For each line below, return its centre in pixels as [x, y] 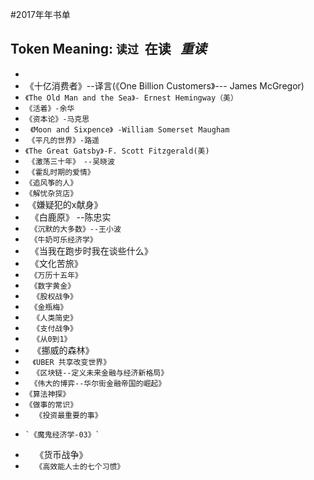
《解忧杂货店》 [51, 193]
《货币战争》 [61, 454]
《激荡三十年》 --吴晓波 [71, 161]
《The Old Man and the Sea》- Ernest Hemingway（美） [131, 98]
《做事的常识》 [51, 404]
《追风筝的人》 [51, 183]
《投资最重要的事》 [68, 415]
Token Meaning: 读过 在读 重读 [108, 49]
